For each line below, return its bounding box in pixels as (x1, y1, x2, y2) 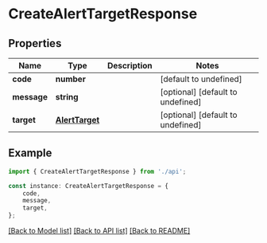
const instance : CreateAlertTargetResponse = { (8, 182, 169, 190)
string (55, 92, 79, 102)
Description (106, 61, 153, 71)
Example (8, 147, 52, 160)
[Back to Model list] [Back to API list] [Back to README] (8, 226, 191, 236)
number (55, 73, 86, 84)
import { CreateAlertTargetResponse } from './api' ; (8, 167, 187, 175)
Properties (8, 37, 62, 50)
